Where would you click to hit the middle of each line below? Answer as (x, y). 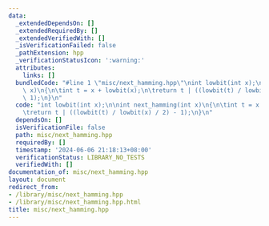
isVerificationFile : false (60, 127)
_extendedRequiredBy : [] (57, 30)
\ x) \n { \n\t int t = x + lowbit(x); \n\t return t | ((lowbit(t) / (132, 90)
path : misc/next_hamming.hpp (64, 135)
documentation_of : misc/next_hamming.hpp (78, 172)
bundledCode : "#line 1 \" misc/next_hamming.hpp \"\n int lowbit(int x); (136, 83)
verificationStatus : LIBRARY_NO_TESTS (80, 157)
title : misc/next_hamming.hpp (59, 209)
